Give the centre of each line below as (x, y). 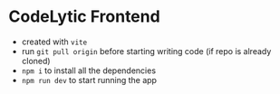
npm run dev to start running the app (89, 80)
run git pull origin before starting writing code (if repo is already (146, 51)
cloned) (36, 61)
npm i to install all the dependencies (88, 70)
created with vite (54, 42)
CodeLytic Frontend (84, 17)
